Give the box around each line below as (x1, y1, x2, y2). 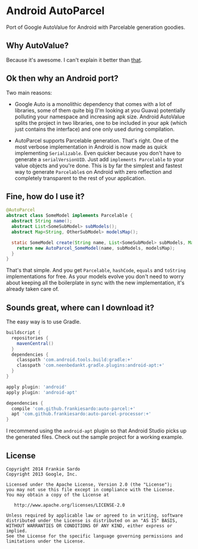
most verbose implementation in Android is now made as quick (14, 143, 168, 150)
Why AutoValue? (6, 41, 69, 51)
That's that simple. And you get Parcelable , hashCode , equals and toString (6, 267, 186, 274)
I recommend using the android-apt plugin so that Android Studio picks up (6, 427, 187, 434)
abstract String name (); (11, 218, 72, 224)
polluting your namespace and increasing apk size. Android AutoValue (14, 113, 185, 120)
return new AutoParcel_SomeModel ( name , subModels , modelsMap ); (16, 245, 176, 251)
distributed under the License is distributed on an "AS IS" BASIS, (6, 518, 178, 524)
